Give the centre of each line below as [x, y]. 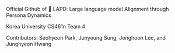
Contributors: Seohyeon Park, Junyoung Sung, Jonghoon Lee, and [86, 38]
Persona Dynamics [29, 15]
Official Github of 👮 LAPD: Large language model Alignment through [87, 9]
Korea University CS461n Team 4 [46, 27]
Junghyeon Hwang [29, 44]
